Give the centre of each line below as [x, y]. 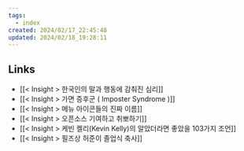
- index [28, 23]
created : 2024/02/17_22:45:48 [58, 30]
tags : [17, 15]
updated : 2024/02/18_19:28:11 [58, 37]
